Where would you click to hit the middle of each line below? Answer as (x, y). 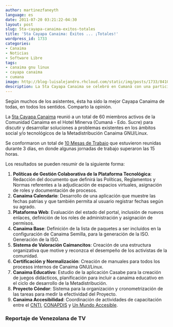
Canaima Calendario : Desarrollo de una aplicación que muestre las (84, 195)
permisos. (23, 223)
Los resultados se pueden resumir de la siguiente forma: (65, 164)
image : (12, 82)
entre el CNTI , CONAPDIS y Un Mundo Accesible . (65, 305)
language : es (19, 15)
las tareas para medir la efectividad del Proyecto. (65, 294)
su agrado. (24, 207)
